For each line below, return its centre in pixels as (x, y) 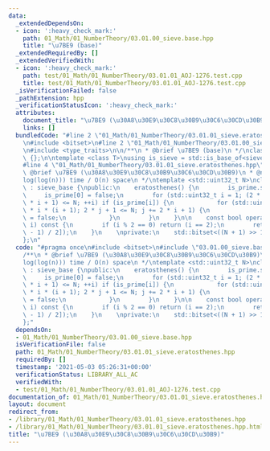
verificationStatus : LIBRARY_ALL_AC (77, 375)
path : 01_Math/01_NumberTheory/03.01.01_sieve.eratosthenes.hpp (125, 352)
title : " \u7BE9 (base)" (63, 46)
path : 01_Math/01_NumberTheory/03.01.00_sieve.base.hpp (119, 38)
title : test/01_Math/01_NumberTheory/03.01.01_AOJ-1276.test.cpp (135, 83)
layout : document (37, 404)
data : (17, 16)
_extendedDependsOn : (50, 23)
